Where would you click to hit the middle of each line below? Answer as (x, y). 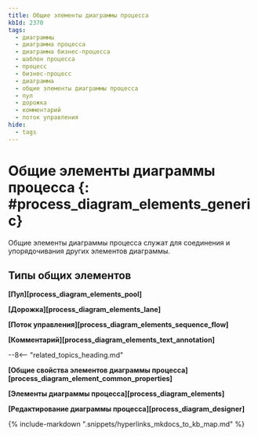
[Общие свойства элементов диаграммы (79, 370)
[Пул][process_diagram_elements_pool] (75, 294)
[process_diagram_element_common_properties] (90, 379)
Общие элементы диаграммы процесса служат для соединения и (119, 242)
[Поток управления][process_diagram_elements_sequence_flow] (118, 325)
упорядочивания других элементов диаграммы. (89, 251)
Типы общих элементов (70, 275)
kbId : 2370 (26, 23)
